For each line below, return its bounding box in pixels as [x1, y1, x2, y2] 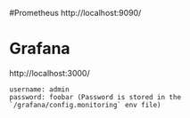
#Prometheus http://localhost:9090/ [9, 8, 142, 18]
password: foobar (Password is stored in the [9, 92, 181, 101]
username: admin [9, 84, 70, 94]
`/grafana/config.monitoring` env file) [9, 100, 162, 109]
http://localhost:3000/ [9, 67, 91, 78]
